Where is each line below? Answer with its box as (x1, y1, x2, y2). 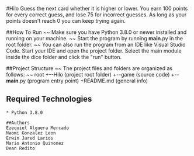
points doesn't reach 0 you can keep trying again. (6, 18, 126, 24)
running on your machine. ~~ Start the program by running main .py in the (6, 35, 183, 41)
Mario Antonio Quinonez (6, 140, 64, 146)
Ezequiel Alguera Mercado (6, 125, 69, 131)
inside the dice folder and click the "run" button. (6, 54, 122, 60)
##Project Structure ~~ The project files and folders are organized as (6, 65, 173, 72)
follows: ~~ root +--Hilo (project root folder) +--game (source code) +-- (6, 71, 179, 78)
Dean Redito (6, 145, 35, 151)
